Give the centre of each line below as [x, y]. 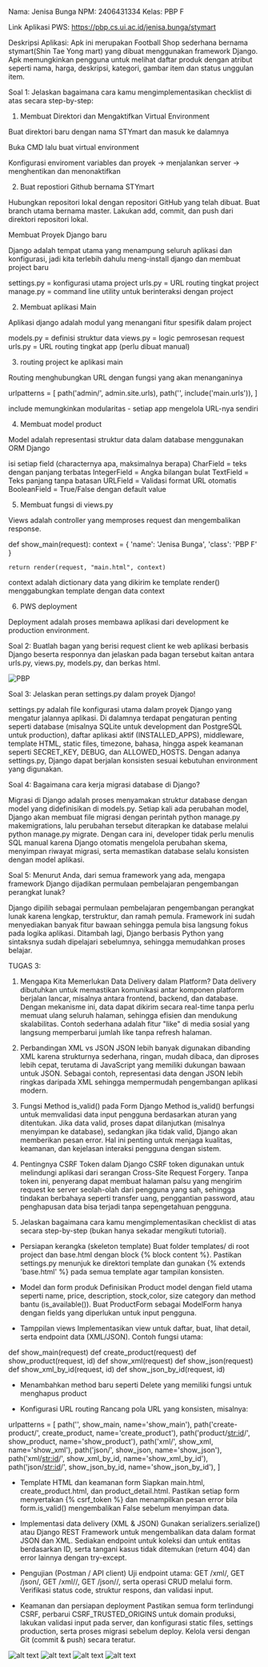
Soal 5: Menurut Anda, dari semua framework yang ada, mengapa [117, 875]
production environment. [49, 630]
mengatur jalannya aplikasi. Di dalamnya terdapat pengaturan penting [123, 718]
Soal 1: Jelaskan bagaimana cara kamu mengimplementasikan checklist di [130, 92]
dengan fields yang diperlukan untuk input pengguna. [108, 1313]
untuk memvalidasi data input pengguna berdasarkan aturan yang [128, 1114]
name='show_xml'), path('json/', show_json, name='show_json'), [115, 1450]
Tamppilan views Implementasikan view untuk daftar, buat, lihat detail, [135, 1328]
